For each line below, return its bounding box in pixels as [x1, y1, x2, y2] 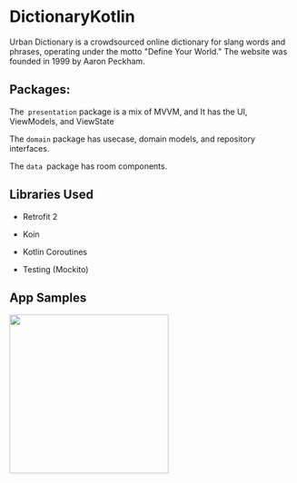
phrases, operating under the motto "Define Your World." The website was [9, 45, 288, 56]
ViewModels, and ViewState [9, 115, 115, 126]
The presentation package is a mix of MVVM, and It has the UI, [9, 106, 248, 117]
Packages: [9, 82, 71, 97]
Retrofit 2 [22, 211, 58, 222]
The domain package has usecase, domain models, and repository [9, 133, 256, 144]
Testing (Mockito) [22, 263, 89, 274]
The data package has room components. [9, 161, 168, 172]
